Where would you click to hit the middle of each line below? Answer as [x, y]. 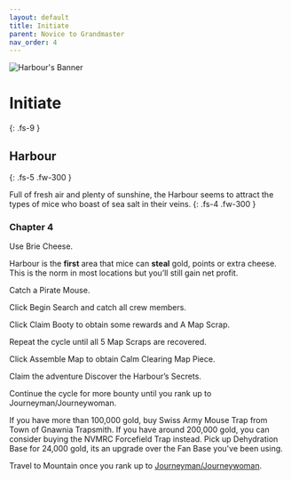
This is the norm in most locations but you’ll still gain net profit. [124, 273]
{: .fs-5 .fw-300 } [41, 177]
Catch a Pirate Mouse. [50, 291]
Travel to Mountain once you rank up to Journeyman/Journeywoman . [136, 466]
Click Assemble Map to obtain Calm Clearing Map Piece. [112, 359]
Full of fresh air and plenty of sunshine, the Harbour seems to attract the [142, 195]
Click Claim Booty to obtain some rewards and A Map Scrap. [120, 324]
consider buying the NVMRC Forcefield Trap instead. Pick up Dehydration [144, 439]
